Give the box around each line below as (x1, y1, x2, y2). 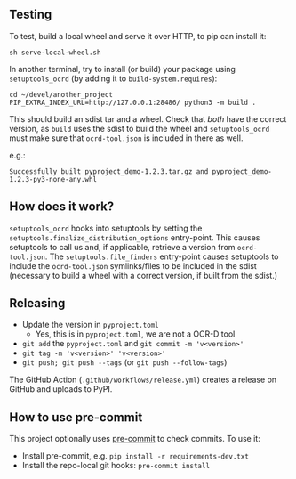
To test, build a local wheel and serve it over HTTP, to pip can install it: (9, 30, 267, 41)
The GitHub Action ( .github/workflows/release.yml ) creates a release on (9, 374, 277, 386)
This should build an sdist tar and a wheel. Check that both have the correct (9, 113, 287, 124)
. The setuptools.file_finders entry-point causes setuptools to (44, 251, 279, 262)
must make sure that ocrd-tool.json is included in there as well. (9, 133, 244, 143)
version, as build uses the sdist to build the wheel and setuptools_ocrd (9, 123, 270, 134)
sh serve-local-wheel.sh (9, 48, 101, 57)
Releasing (9, 296, 66, 311)
